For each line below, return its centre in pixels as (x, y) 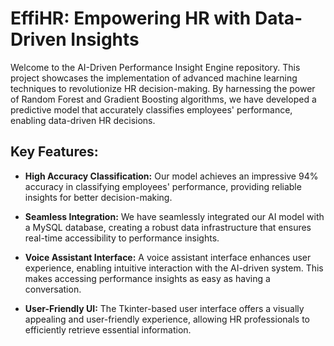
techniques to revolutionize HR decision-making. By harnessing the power (163, 88)
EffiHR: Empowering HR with (131, 18)
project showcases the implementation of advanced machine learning (154, 78)
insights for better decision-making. (98, 197)
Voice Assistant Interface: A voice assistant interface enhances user (168, 257)
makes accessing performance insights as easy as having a (147, 278)
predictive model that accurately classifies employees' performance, (151, 109)
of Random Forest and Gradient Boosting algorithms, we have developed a (163, 99)
